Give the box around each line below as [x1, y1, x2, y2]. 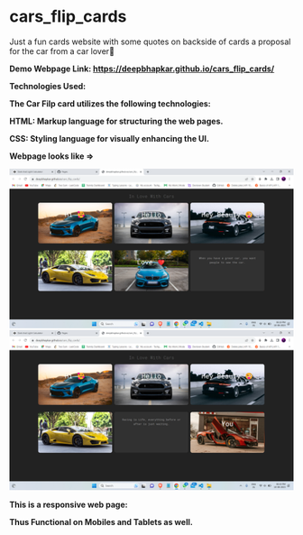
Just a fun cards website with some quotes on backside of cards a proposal [9, 36, 291, 47]
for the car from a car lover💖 [9, 45, 115, 56]
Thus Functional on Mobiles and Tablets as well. [9, 516, 194, 527]
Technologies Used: [9, 80, 87, 91]
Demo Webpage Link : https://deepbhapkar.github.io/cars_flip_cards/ [9, 63, 275, 74]
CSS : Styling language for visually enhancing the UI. [9, 133, 210, 143]
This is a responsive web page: [9, 499, 128, 510]
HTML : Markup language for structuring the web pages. [9, 115, 224, 126]
